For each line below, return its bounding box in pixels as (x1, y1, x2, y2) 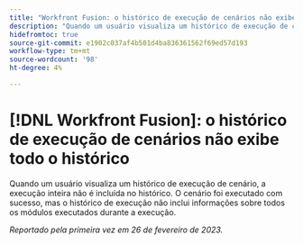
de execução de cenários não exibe (9, 130, 280, 149)
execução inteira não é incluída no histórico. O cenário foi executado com (9, 187, 283, 198)
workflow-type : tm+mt (9, 47, 91, 56)
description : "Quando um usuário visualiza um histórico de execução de (9, 22, 289, 31)
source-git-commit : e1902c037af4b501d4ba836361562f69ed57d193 (9, 38, 248, 48)
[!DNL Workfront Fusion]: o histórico (9, 110, 288, 131)
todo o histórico (9, 149, 131, 169)
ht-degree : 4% (9, 64, 63, 73)
